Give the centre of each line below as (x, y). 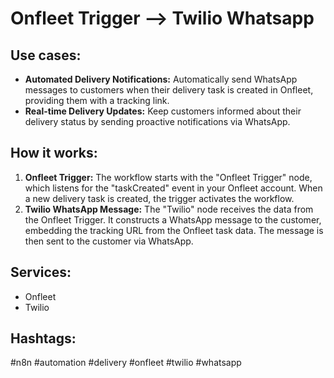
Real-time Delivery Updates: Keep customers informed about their (163, 111)
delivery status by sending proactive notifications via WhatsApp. (157, 121)
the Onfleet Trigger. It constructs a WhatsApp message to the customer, (173, 219)
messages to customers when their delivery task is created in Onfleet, (169, 90)
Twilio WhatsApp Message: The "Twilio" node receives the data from (169, 209)
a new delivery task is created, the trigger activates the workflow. (159, 198)
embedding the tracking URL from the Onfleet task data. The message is (174, 230)
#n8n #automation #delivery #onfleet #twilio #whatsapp (126, 363)
